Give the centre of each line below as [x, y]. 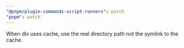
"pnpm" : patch [23, 17]
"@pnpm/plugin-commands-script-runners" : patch [65, 11]
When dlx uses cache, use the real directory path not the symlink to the [92, 33]
